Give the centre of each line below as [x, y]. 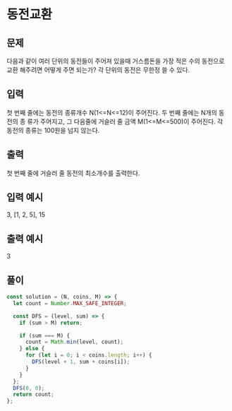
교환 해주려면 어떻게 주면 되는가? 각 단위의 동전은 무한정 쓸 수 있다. [98, 70]
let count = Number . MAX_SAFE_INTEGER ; [70, 303]
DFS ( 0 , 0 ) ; [29, 388]
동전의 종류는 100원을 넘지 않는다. [53, 130]
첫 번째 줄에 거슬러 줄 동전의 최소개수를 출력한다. [73, 173]
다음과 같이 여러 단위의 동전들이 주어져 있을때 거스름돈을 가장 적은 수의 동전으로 [116, 61]
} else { [32, 349]
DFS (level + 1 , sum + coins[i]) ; [81, 362]
